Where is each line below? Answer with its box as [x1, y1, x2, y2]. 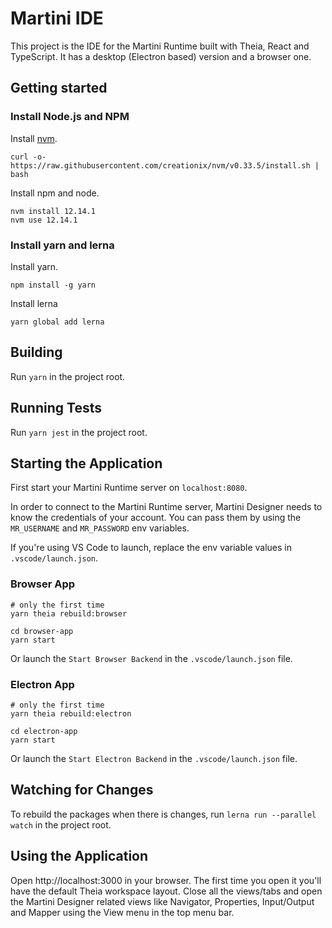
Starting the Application [10, 455, 163, 472]
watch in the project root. [10, 818, 112, 831]
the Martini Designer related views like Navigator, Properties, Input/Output [10, 895, 315, 907]
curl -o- [10, 152, 47, 162]
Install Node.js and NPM [10, 110, 130, 124]
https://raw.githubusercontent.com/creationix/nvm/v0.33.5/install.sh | [10, 160, 320, 171]
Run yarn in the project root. [10, 370, 126, 382]
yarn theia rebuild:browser [10, 608, 128, 619]
